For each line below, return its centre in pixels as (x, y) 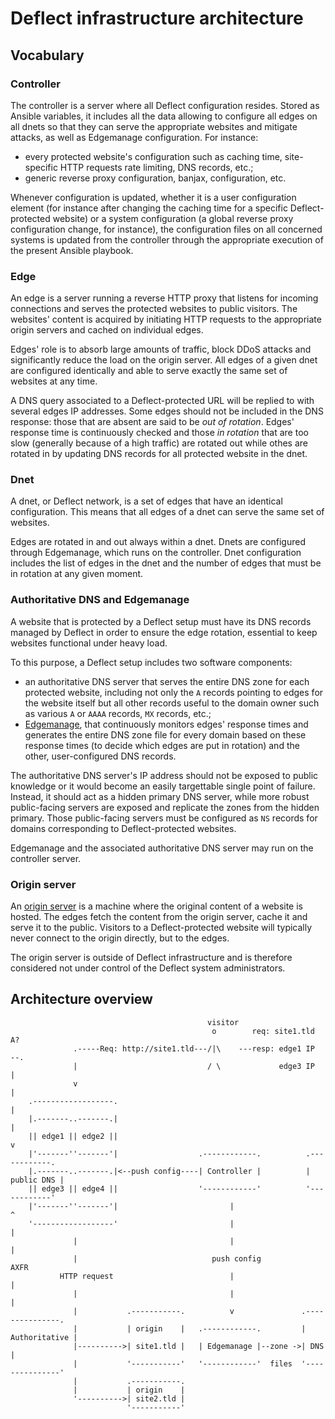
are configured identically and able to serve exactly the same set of (149, 371)
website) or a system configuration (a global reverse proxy (173, 218)
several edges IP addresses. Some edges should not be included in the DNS (167, 411)
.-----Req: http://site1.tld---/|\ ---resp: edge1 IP (194, 1048)
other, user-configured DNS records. (100, 756)
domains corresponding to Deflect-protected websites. (123, 828)
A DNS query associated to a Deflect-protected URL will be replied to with (162, 401)
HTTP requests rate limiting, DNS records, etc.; (156, 167)
